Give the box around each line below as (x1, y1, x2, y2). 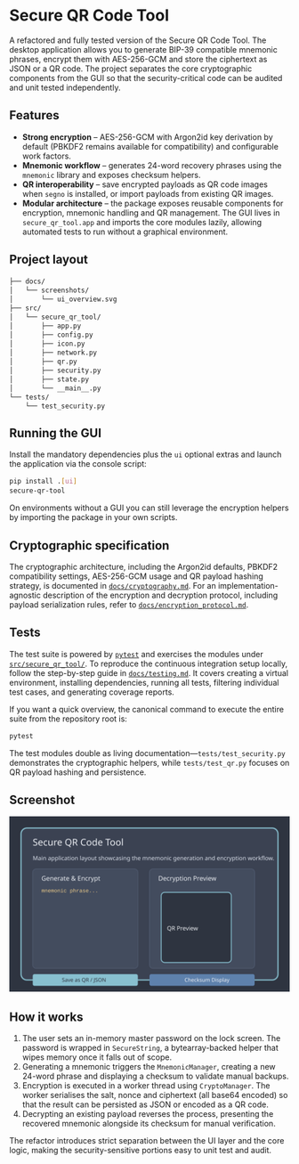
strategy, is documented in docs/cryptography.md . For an (9, 580, 216, 590)
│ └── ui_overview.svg (9, 295, 117, 304)
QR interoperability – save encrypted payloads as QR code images (21, 179, 269, 190)
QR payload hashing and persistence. (9, 767, 147, 777)
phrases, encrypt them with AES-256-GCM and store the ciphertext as (9, 53, 268, 64)
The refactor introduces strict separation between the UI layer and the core (9, 1136, 285, 1146)
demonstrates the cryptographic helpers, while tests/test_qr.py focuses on (9, 757, 290, 768)
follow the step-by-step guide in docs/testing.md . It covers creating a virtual (9, 667, 289, 678)
